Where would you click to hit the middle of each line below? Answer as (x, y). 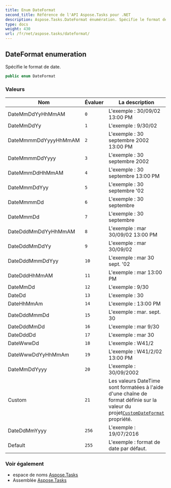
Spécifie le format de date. (33, 66)
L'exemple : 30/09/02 (135, 111)
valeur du (120, 406)
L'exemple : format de (134, 442)
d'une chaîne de (128, 394)
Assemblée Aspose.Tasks (40, 480)
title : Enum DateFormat (31, 10)
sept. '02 (119, 264)
